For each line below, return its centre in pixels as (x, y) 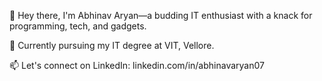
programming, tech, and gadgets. (78, 26)
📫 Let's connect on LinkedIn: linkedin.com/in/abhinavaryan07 (137, 65)
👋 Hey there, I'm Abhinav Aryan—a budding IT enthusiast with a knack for (161, 15)
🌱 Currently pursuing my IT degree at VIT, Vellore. (112, 45)
